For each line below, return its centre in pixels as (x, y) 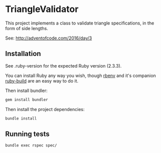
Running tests (28, 134)
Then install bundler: (26, 90)
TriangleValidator (42, 9)
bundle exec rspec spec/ (31, 145)
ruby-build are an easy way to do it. (42, 80)
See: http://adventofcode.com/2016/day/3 (49, 38)
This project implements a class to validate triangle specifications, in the (80, 23)
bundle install (21, 118)
